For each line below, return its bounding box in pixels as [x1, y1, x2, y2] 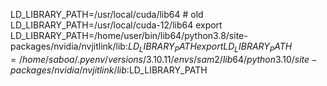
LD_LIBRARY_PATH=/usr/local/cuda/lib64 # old [10, 9, 204, 20]
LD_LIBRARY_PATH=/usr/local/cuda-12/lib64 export [10, 19, 223, 31]
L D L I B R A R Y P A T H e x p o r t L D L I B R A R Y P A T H [127, 40, 293, 54]
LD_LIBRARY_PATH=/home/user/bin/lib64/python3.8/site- [10, 30, 248, 41]
